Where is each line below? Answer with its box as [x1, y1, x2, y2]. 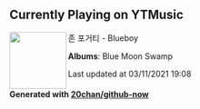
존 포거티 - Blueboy [67, 32, 139, 44]
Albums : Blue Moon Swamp [67, 50, 174, 62]
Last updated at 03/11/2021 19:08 [67, 68, 192, 79]
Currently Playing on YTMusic [9, 7, 184, 23]
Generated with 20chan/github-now [9, 89, 150, 100]
